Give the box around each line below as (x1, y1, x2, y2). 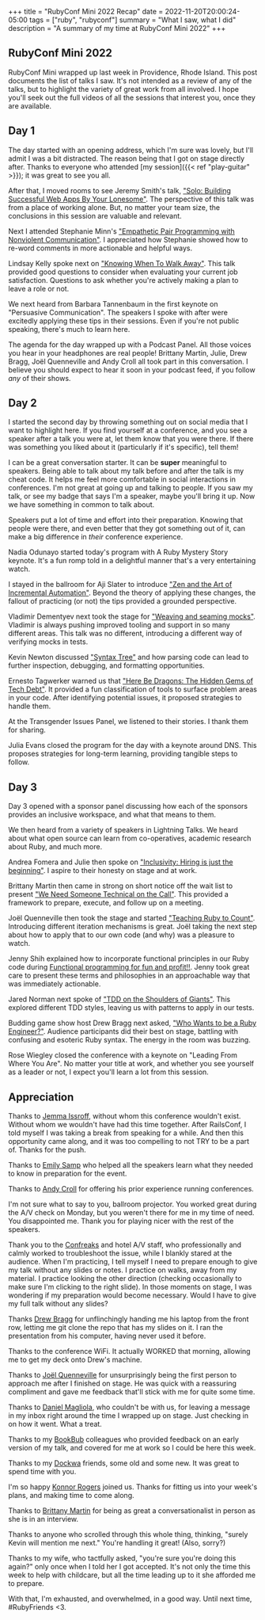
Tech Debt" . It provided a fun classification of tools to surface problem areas (8, 684, 257, 694)
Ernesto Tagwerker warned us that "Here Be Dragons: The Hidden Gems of (8, 677, 253, 686)
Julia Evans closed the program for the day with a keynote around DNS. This (8, 741, 257, 750)
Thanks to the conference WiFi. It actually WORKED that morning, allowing (8, 1347, 251, 1356)
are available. (8, 101, 52, 110)
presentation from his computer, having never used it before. (8, 1331, 206, 1341)
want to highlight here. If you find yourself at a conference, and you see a (8, 425, 248, 435)
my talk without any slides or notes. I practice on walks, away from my (8, 1265, 237, 1275)
